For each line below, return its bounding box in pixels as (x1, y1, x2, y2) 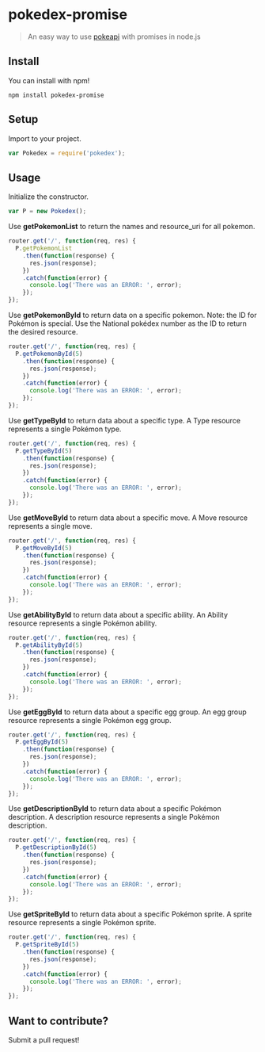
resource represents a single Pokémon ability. (8, 618, 157, 628)
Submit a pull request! (8, 1035, 80, 1044)
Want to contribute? (8, 1014, 109, 1027)
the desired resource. (8, 327, 78, 336)
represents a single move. (8, 521, 93, 530)
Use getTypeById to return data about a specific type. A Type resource (8, 415, 241, 425)
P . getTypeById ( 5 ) (15, 446, 73, 455)
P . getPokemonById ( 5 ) (15, 350, 83, 358)
